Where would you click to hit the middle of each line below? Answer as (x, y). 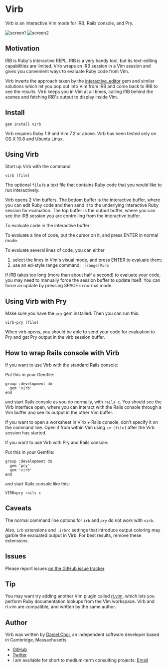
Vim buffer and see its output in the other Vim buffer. (59, 412)
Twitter (20, 655)
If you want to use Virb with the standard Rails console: (62, 365)
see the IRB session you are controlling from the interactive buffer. (73, 216)
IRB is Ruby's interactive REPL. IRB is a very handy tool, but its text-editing (82, 61)
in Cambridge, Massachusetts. (37, 640)
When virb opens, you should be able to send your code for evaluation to (80, 332)
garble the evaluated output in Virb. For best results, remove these (73, 535)
